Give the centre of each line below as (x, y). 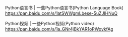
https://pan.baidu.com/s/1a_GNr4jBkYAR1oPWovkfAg (59, 29)
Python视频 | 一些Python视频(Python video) (50, 23)
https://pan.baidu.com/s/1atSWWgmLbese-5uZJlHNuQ (61, 13)
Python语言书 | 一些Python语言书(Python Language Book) (64, 8)
